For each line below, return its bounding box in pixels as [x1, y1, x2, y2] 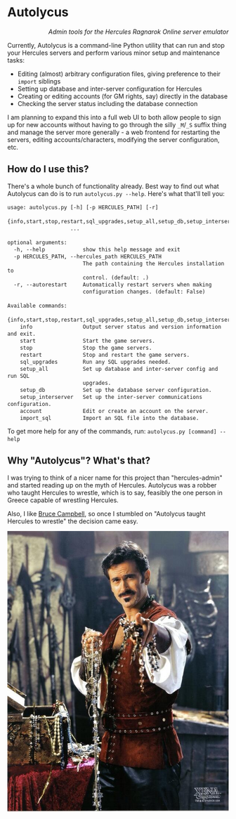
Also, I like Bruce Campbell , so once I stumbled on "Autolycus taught [7, 509, 206, 518]
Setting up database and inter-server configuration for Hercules [17, 84, 202, 93]
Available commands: [7, 302, 68, 309]
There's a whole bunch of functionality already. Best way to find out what [7, 182, 219, 190]
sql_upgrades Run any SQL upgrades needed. [20, 358, 171, 365]
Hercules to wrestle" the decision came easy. [7, 517, 138, 525]
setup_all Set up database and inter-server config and [20, 365, 218, 372]
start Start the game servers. [20, 337, 156, 344]
